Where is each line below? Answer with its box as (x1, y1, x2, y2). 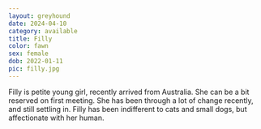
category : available (8, 27, 79, 35)
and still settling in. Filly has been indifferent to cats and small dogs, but (8, 104, 247, 114)
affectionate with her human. (8, 113, 105, 123)
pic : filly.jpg (8, 65, 60, 73)
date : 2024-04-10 (8, 19, 67, 28)
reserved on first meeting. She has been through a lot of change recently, (8, 95, 254, 105)
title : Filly (8, 34, 53, 43)
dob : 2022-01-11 (8, 58, 63, 66)
